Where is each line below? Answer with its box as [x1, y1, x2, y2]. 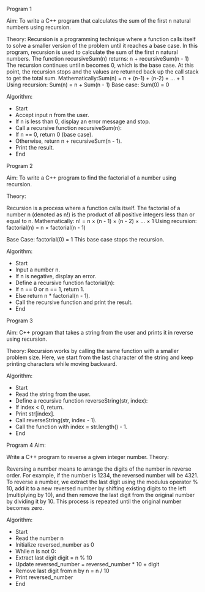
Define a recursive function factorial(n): [15, 279, 115, 286]
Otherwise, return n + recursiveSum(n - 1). [15, 137, 122, 145]
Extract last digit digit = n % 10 [15, 554, 93, 561]
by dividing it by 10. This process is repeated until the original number [6, 498, 182, 505]
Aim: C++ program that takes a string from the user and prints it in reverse [6, 329, 193, 336]
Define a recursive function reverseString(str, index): [15, 397, 148, 404]
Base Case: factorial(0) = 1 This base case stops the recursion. [6, 236, 165, 243]
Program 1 [6, 6, 32, 12]
